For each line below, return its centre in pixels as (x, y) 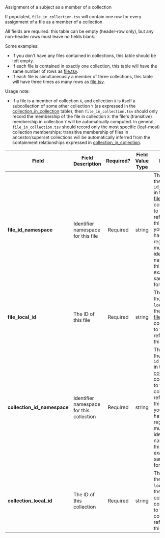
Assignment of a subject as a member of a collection (58, 7)
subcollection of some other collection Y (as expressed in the (74, 106)
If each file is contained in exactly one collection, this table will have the (85, 66)
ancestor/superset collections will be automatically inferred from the (81, 137)
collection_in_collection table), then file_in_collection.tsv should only (85, 111)
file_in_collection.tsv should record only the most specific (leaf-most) (86, 127)
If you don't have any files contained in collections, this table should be (84, 56)
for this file (86, 236)
